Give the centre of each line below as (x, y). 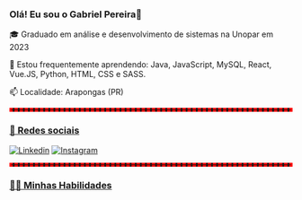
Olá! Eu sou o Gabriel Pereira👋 (75, 14)
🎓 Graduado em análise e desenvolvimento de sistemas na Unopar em (142, 34)
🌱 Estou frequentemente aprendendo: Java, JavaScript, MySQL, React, (141, 65)
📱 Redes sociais (44, 131)
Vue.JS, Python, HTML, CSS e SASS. (78, 74)
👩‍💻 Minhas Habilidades (61, 185)
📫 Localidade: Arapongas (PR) (67, 92)
